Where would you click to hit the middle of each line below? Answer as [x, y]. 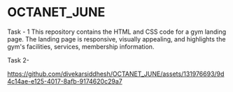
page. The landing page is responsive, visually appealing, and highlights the [116, 39]
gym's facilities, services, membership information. [81, 46]
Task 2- [18, 60]
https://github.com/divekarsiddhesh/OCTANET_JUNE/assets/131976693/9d [116, 74]
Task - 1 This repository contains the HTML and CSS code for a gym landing [117, 32]
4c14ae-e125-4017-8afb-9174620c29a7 [65, 81]
